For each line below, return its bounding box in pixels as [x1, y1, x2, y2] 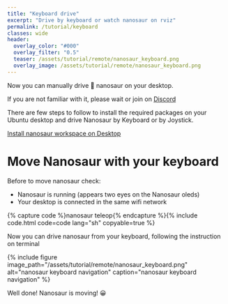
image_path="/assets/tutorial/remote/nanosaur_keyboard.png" [7, 260, 188, 268]
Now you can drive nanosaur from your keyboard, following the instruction [7, 231, 221, 241]
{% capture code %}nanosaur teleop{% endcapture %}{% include [7, 211, 198, 220]
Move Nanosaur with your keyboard [7, 153, 220, 169]
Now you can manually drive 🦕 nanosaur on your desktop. [7, 81, 174, 89]
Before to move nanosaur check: [7, 176, 101, 185]
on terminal [7, 239, 40, 248]
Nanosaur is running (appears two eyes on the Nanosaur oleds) [17, 190, 200, 199]
